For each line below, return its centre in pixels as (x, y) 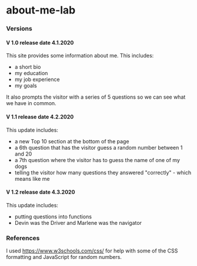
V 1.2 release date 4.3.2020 (41, 192)
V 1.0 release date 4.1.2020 (40, 42)
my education (31, 73)
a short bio (28, 67)
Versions (19, 29)
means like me (32, 179)
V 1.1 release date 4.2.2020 (40, 117)
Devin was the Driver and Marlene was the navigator (78, 223)
